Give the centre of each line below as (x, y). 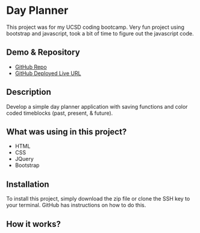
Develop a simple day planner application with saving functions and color (97, 106)
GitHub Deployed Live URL (48, 73)
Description (29, 92)
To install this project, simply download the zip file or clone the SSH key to (98, 199)
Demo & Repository (43, 53)
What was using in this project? (67, 132)
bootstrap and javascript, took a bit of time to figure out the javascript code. (100, 33)
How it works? (34, 224)
